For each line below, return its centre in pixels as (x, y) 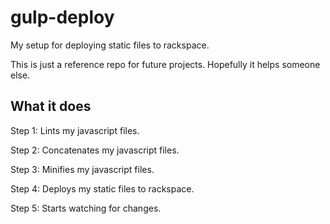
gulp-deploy (62, 17)
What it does (51, 106)
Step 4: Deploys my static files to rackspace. (102, 188)
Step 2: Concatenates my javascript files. (95, 150)
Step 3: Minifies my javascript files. (82, 169)
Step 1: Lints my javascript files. (75, 130)
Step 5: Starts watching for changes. (86, 208)
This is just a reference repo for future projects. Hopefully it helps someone (165, 64)
